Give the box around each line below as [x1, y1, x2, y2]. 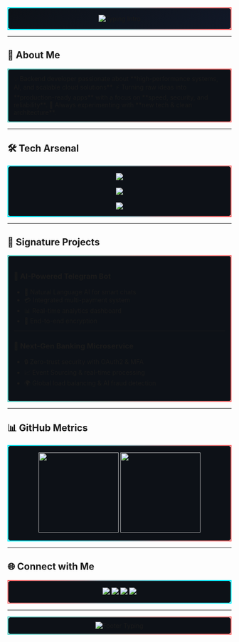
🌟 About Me [7, 49, 60, 61]
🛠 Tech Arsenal [7, 142, 80, 155]
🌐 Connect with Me [7, 561, 95, 573]
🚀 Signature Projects [7, 236, 100, 248]
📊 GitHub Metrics [7, 422, 88, 434]
